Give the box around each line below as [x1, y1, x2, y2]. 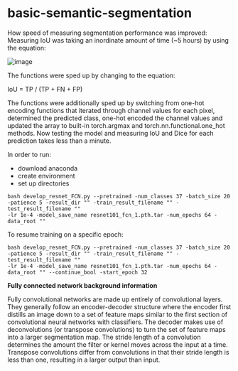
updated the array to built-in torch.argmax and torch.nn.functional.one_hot [7, 121, 225, 129]
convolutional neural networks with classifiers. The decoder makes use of [7, 318, 224, 326]
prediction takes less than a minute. [7, 136, 112, 145]
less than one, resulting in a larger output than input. [7, 355, 161, 364]
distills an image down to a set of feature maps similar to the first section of [7, 310, 228, 318]
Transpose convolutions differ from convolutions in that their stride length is [7, 348, 229, 356]
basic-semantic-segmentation [7, 5, 192, 21]
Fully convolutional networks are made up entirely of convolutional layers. [7, 295, 223, 303]
